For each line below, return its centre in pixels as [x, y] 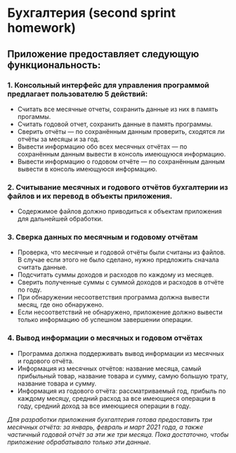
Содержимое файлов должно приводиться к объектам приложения [120, 211]
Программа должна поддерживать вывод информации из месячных [121, 353]
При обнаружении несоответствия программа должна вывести [113, 297]
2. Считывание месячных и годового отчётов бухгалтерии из [118, 187]
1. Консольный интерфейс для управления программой [108, 85]
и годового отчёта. [46, 361]
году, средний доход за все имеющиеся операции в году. [104, 406]
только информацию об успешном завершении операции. [105, 320]
